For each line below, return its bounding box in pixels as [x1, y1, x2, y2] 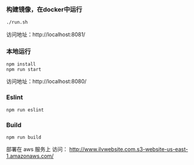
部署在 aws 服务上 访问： [6, 146, 68, 153]
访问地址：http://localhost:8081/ [6, 31, 86, 38]
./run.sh [6, 19, 28, 25]
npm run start [6, 67, 42, 73]
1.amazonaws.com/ [6, 152, 54, 160]
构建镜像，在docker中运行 [6, 5, 83, 13]
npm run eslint [6, 107, 44, 113]
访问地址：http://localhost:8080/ [6, 78, 87, 85]
